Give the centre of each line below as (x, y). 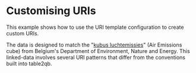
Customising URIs (51, 11)
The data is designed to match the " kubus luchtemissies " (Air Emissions (94, 45)
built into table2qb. (29, 64)
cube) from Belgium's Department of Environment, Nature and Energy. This (98, 51)
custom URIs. (23, 33)
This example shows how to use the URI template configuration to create (95, 27)
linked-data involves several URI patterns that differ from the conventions (96, 57)
